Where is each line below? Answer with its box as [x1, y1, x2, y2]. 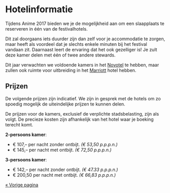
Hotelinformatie [5, 4, 74, 15]
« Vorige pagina [5, 182, 39, 188]
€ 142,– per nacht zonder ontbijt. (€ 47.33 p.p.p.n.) [12, 167, 118, 173]
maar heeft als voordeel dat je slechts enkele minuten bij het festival [5, 41, 147, 47]
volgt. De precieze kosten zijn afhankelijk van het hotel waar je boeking [5, 116, 154, 122]
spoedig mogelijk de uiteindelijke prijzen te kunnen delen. [5, 101, 125, 107]
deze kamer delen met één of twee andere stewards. [5, 52, 116, 58]
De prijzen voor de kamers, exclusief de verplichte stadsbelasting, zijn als [5, 111, 159, 117]
